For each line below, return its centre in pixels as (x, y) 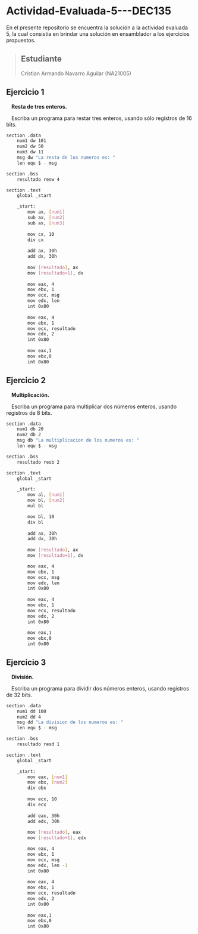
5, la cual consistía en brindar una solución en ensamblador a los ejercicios (98, 33)
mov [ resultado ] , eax (54, 833)
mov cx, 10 (41, 234)
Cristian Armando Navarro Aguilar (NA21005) (76, 73)
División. (23, 677)
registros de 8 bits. (29, 412)
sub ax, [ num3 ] (46, 223)
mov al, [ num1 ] (46, 495)
